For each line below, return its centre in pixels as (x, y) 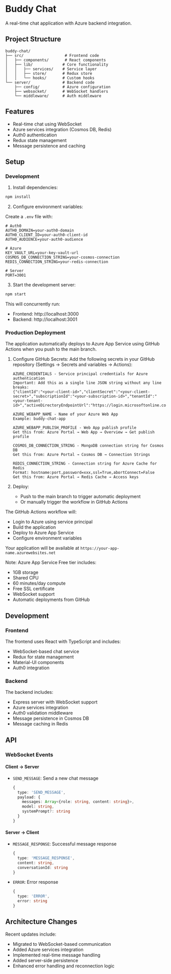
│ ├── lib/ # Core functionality (57, 65)
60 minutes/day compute (39, 583)
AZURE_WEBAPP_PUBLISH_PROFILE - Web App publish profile (75, 428)
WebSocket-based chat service (46, 651)
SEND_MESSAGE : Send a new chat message (55, 778)
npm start (16, 294)
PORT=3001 (16, 275)
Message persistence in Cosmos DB (51, 718)
